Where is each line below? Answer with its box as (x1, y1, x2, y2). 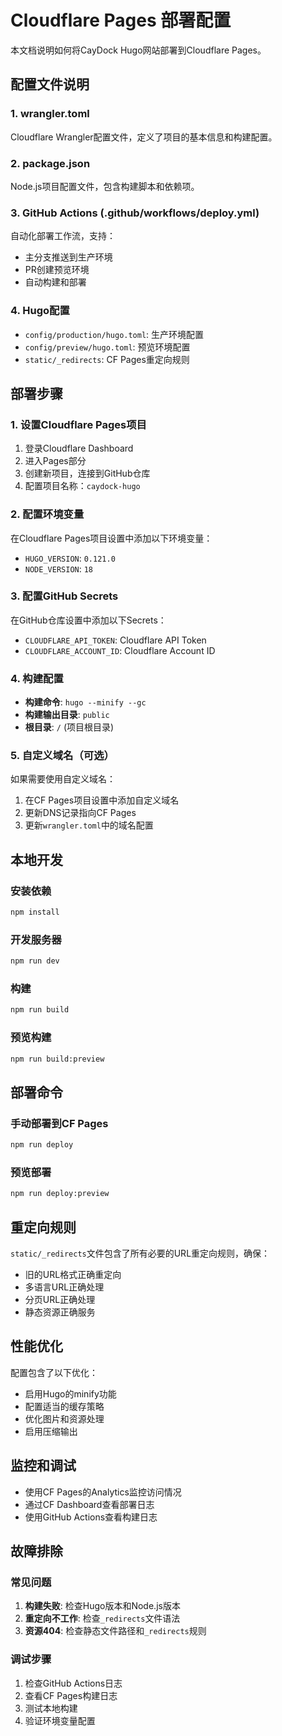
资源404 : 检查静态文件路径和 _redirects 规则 (24, 1625, 207, 1637)
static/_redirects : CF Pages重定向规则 (24, 353, 190, 365)
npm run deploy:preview (10, 1189, 110, 1199)
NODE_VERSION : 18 (24, 562, 94, 575)
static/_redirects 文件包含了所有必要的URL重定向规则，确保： (10, 1247, 271, 1260)
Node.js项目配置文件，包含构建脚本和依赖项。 (10, 180, 200, 192)
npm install (10, 907, 60, 918)
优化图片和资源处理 (24, 1412, 105, 1425)
